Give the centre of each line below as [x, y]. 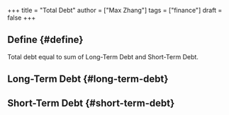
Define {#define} [45, 40]
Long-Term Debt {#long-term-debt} [88, 79]
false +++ [22, 18]
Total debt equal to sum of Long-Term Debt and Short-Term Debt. [103, 56]
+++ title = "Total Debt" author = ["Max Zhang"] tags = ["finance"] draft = [115, 10]
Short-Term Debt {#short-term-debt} [91, 103]
